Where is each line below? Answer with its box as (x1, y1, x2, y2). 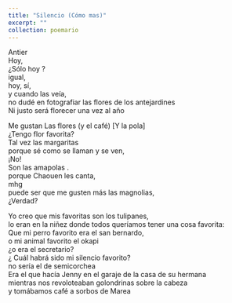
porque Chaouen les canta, (8, 171, 96, 181)
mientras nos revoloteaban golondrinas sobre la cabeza (8, 278, 188, 287)
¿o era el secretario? (8, 245, 74, 254)
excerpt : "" (8, 19, 47, 27)
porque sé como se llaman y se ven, (8, 146, 125, 155)
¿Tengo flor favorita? (8, 130, 74, 139)
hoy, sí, (8, 81, 31, 90)
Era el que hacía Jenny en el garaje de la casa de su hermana (8, 270, 206, 279)
